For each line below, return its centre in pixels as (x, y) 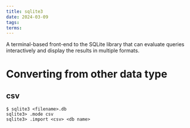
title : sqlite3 (25, 11)
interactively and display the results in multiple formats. (73, 51)
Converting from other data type (87, 74)
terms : (14, 28)
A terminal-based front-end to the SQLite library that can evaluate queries (95, 44)
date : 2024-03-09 (27, 17)
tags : (13, 22)
